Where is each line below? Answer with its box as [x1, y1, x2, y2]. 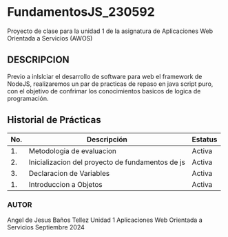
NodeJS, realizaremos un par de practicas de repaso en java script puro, [7, 80, 214, 88]
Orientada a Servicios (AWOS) [7, 34, 93, 42]
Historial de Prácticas [7, 114, 101, 126]
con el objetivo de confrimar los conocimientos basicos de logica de [7, 87, 201, 95]
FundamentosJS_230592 [7, 4, 155, 20]
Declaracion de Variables [28, 168, 110, 178]
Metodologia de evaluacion [28, 146, 117, 155]
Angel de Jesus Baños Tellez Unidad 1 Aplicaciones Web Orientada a [7, 216, 203, 224]
